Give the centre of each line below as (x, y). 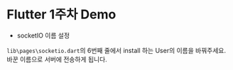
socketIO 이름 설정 (43, 35)
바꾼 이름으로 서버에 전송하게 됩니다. (57, 59)
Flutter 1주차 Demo (61, 14)
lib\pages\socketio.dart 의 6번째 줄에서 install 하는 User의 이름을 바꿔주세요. (116, 50)
